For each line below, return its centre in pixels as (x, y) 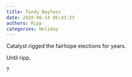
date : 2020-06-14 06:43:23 (40, 18)
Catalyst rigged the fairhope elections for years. (66, 46)
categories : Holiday (33, 29)
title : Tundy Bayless (34, 12)
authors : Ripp (24, 23)
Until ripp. (19, 58)
